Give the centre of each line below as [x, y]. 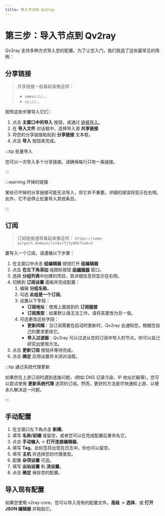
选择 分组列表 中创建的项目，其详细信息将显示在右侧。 [67, 276]
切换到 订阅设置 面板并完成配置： [46, 282]
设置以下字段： [35, 301]
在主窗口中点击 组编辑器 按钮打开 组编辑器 [55, 264]
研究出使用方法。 [44, 344]
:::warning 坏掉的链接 [27, 182]
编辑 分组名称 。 [36, 288]
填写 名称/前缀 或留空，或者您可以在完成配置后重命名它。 [71, 435]
